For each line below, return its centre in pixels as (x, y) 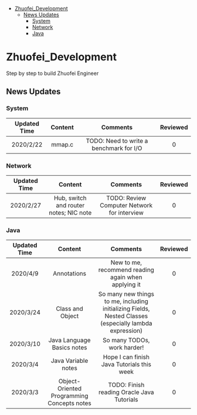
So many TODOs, (126, 341)
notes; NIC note (70, 212)
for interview (126, 212)
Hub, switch (70, 198)
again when (126, 277)
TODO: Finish (126, 385)
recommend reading (126, 270)
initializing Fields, (126, 309)
